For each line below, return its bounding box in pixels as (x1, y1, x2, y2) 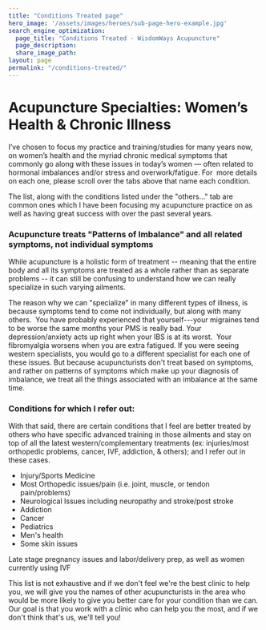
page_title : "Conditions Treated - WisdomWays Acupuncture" (15, 34, 220, 42)
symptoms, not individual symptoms (8, 238, 154, 249)
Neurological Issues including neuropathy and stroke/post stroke (19, 496, 234, 506)
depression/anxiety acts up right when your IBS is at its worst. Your (8, 332, 232, 341)
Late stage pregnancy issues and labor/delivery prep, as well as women (8, 555, 245, 564)
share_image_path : (15, 49, 78, 57)
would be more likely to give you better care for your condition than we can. (8, 596, 259, 605)
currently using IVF (8, 563, 71, 573)
